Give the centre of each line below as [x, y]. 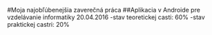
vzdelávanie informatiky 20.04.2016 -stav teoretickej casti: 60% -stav [106, 17]
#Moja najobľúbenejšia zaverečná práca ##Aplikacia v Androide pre [104, 10]
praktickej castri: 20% [39, 24]
